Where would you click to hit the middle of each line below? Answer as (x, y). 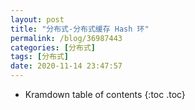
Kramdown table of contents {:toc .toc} (105, 94)
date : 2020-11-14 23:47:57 (66, 66)
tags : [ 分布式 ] (40, 57)
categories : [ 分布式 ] (53, 47)
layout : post (37, 19)
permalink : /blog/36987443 (66, 38)
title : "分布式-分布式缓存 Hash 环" (80, 29)
